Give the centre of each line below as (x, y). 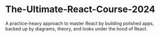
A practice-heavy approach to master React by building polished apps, (80, 23)
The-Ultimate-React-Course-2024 (80, 9)
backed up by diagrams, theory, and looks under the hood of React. (76, 28)
